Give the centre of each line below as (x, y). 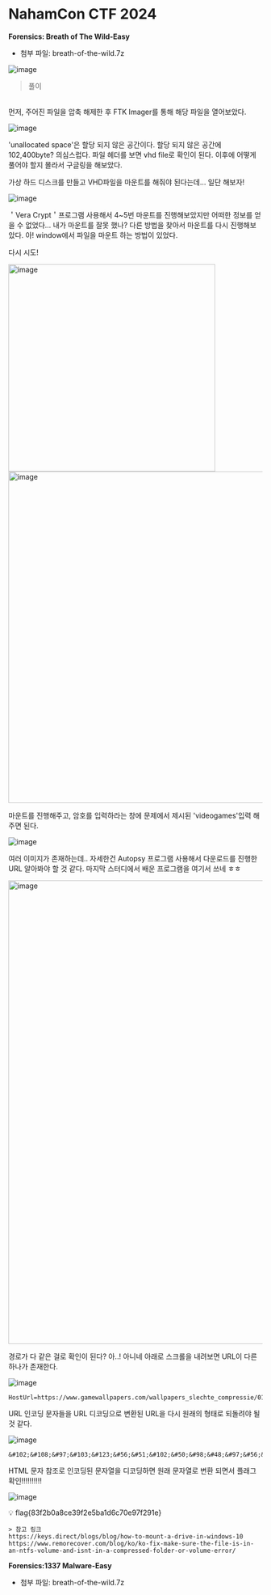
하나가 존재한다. (33, 1366)
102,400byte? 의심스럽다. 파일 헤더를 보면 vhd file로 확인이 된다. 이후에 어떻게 (132, 154)
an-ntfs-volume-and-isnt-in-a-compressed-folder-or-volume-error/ (122, 1551)
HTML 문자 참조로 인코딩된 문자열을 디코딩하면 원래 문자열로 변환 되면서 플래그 (132, 1470)
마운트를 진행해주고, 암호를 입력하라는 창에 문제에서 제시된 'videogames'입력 (130, 815)
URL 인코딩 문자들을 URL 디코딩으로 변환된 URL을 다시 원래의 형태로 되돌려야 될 (134, 1413)
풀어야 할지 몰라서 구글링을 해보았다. (65, 165)
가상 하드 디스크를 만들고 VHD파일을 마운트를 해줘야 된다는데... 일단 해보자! (127, 182)
